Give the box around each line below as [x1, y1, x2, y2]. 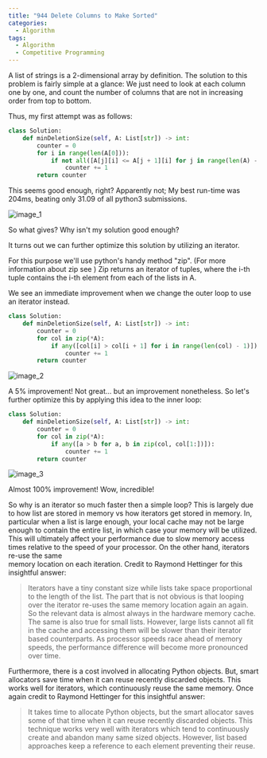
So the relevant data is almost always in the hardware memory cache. [27, 609, 256, 619]
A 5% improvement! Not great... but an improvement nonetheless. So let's [8, 387, 250, 396]
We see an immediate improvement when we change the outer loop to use [8, 289, 252, 298]
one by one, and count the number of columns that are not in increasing [8, 88, 244, 96]
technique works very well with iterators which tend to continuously [27, 725, 250, 734]
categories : [8, 19, 48, 27]
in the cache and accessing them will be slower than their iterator [27, 626, 242, 635]
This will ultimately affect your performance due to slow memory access [8, 534, 245, 544]
